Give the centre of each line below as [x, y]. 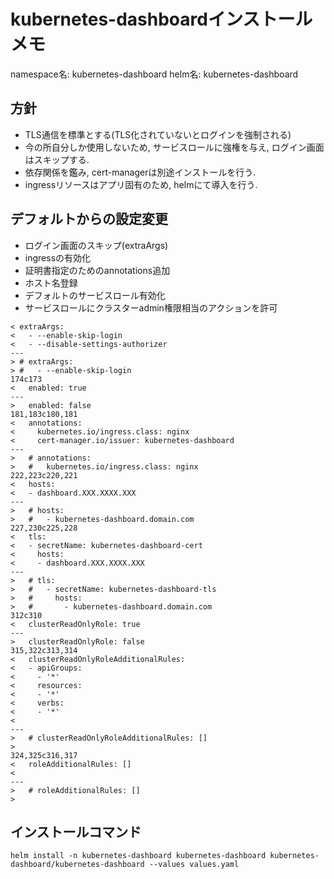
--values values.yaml [194, 865]
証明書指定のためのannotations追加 [97, 270]
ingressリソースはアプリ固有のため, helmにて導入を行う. [141, 184]
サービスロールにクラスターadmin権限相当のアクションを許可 [151, 307]
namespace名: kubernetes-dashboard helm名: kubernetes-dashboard [154, 74]
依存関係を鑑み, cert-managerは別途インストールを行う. [140, 172]
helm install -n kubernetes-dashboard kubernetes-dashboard [138, 856]
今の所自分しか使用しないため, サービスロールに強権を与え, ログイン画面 [174, 147]
